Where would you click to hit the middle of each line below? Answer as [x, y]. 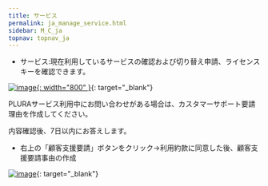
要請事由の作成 [52, 158]
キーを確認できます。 [55, 72]
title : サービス [33, 16]
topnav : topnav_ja [39, 38]
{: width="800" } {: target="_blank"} [95, 88]
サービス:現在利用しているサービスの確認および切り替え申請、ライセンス [140, 61]
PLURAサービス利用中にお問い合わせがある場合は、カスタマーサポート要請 [132, 104]
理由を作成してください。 [50, 114]
